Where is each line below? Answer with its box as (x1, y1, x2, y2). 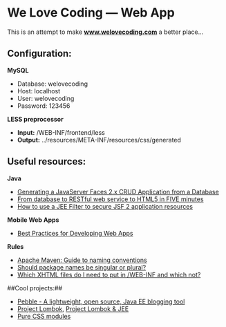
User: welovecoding (17, 94, 75, 102)
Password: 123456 (17, 102, 70, 110)
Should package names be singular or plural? (17, 263, 147, 271)
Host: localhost (17, 86, 61, 95)
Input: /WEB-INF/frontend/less (17, 128, 105, 136)
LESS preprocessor (7, 115, 64, 123)
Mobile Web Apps (7, 216, 59, 224)
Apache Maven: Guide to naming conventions (17, 256, 147, 264)
